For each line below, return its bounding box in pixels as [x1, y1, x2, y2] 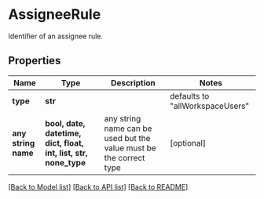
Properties [8, 54, 61, 67]
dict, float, [45, 137, 84, 148]
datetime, [45, 128, 82, 139]
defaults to [170, 90, 210, 101]
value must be [104, 143, 156, 154]
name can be [104, 123, 152, 134]
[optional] [170, 137, 207, 148]
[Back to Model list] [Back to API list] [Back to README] [8, 182, 189, 191]
